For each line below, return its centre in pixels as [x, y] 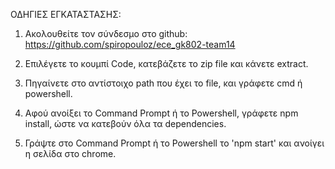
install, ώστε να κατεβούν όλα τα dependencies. [125, 123]
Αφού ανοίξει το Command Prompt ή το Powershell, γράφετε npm [161, 113]
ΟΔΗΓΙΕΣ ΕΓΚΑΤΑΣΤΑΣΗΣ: [66, 14]
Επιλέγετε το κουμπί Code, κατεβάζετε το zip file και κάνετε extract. [166, 63]
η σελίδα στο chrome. [70, 153]
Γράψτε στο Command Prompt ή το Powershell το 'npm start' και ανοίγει [174, 143]
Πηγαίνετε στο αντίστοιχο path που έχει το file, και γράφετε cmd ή [163, 83]
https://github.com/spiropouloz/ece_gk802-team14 [130, 44]
